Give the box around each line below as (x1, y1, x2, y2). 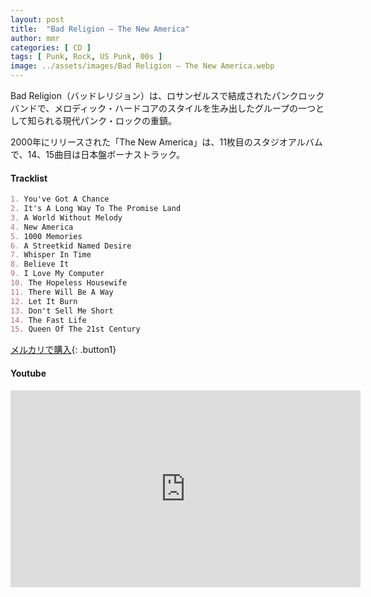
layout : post (10, 14, 65, 25)
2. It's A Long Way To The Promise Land (10, 204, 182, 214)
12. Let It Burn (10, 296, 78, 306)
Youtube (10, 367, 47, 379)
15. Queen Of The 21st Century (10, 324, 141, 335)
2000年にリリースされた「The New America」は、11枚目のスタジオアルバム (10, 136, 323, 148)
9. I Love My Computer (10, 269, 105, 279)
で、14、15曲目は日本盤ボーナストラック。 (10, 149, 186, 160)
